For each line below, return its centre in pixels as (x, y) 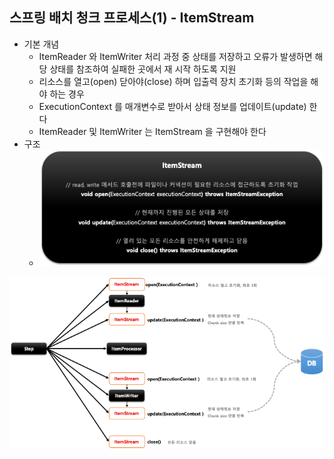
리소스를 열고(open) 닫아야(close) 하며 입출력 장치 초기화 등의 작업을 (173, 81)
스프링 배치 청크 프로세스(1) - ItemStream (132, 18)
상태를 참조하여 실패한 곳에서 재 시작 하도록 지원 (143, 69)
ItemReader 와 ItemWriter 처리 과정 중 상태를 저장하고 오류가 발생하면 (175, 56)
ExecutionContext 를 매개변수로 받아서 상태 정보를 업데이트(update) (172, 106)
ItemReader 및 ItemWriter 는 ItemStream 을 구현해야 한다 (152, 131)
